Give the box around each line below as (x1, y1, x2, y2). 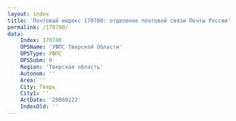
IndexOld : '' (20, 103, 59, 110)
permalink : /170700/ (7, 23, 69, 31)
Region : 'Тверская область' (20, 63, 103, 70)
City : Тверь (20, 83, 56, 90)
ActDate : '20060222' (20, 97, 81, 104)
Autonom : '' (20, 70, 56, 77)
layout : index (7, 10, 50, 18)
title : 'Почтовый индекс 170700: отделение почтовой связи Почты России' (7, 17, 232, 24)
